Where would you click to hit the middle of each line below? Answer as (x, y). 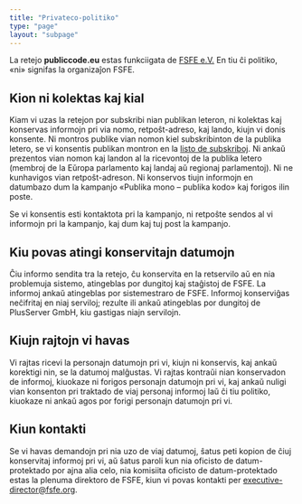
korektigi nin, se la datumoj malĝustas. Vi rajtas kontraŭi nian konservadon (148, 372)
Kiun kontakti (48, 429)
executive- (263, 480)
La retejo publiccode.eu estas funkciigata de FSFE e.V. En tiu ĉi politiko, (143, 61)
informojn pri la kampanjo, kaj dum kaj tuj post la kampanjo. (120, 224)
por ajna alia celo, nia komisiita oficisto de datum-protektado (165, 470)
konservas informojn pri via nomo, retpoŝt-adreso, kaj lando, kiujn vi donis (148, 130)
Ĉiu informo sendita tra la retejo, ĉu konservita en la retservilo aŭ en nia (142, 274)
